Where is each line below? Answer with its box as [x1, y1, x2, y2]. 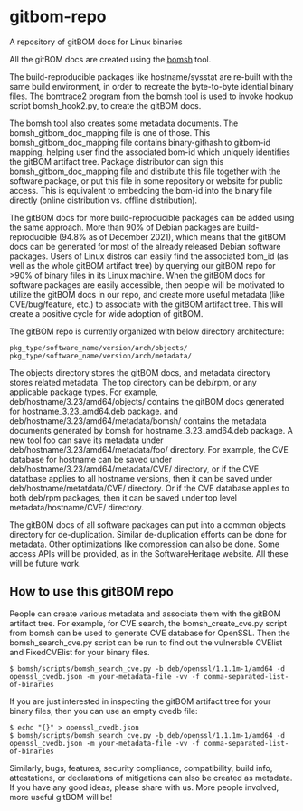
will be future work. [9, 558, 81, 568]
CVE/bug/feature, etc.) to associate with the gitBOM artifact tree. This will [9, 299, 283, 310]
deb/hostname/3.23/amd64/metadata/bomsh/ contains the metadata [9, 415, 267, 426]
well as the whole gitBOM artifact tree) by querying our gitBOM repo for [9, 260, 276, 271]
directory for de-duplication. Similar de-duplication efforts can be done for [9, 529, 287, 539]
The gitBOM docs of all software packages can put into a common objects [9, 519, 287, 530]
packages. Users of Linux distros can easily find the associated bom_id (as [9, 251, 289, 262]
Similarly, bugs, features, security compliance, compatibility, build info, [9, 762, 273, 773]
